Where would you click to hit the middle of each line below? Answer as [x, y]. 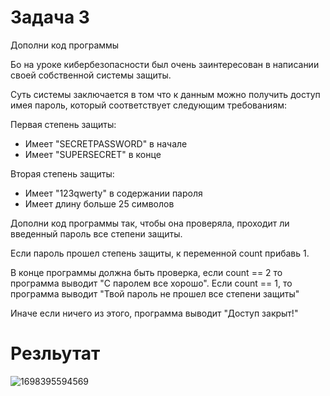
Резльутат [55, 353]
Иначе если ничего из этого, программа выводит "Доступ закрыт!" [154, 313]
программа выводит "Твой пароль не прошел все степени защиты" [155, 293]
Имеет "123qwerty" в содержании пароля [113, 193]
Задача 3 [50, 17]
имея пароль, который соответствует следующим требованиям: [148, 105]
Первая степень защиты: [63, 124]
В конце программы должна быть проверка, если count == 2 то [146, 272]
